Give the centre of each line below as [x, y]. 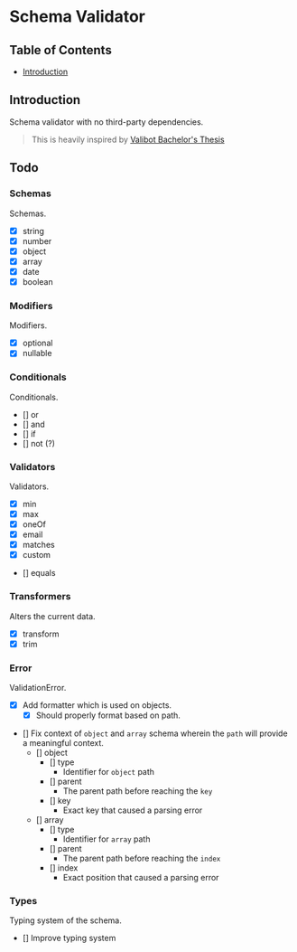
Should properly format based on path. [108, 715]
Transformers [40, 597]
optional [37, 343]
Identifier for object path [109, 772]
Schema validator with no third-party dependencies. [107, 122]
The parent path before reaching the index [142, 858]
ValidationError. [38, 687]
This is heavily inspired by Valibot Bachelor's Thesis [128, 139]
